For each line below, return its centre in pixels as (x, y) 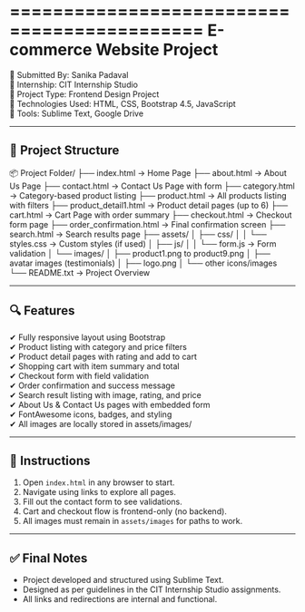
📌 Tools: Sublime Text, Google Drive (76, 113)
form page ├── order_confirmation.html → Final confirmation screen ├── (148, 224)
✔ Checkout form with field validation (79, 375)
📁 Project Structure (64, 151)
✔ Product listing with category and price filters (98, 346)
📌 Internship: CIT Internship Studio (74, 84)
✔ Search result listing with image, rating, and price (105, 394)
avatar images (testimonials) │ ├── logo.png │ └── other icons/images (143, 263)
